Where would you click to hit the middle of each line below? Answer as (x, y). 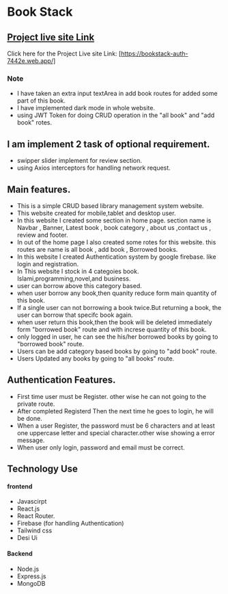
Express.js (31, 576)
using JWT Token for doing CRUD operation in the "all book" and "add (116, 115)
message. (31, 440)
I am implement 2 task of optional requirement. (109, 144)
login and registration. (48, 263)
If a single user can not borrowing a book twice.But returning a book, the (119, 307)
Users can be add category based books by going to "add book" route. (117, 351)
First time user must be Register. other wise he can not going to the (112, 396)
